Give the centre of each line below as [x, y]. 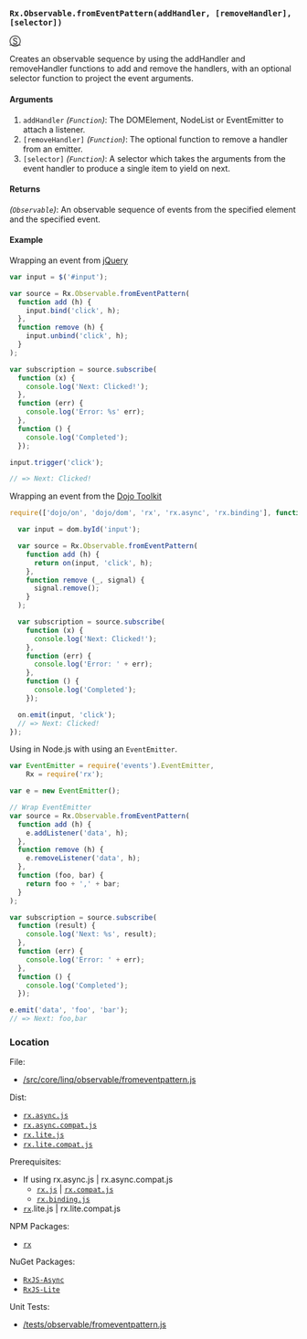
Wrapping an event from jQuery [69, 260]
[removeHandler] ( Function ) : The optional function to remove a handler [155, 139]
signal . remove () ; [67, 588]
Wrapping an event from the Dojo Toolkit [86, 496]
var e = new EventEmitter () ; [65, 791]
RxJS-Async [43, 1281]
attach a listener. [54, 129]
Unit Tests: [30, 1307]
